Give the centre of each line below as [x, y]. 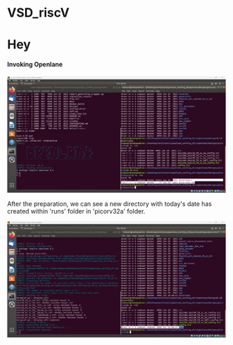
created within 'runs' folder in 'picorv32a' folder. [76, 211]
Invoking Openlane [35, 64]
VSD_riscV [38, 13]
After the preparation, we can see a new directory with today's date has [110, 204]
